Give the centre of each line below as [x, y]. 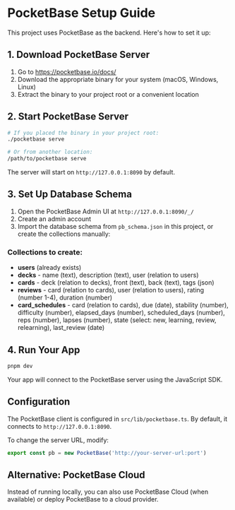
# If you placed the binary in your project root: [83, 133]
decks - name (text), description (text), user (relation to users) [108, 275]
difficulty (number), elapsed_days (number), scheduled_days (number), [121, 313]
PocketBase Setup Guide [82, 13]
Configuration [39, 402]
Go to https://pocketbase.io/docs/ [67, 71]
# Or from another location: [50, 152]
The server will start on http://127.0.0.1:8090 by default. [91, 172]
